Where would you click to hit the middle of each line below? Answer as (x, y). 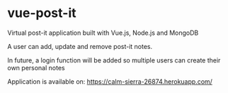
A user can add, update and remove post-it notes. (80, 46)
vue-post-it (42, 13)
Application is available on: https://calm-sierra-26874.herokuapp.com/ (110, 81)
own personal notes (36, 67)
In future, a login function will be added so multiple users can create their (114, 60)
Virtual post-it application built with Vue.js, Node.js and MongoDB (103, 33)
